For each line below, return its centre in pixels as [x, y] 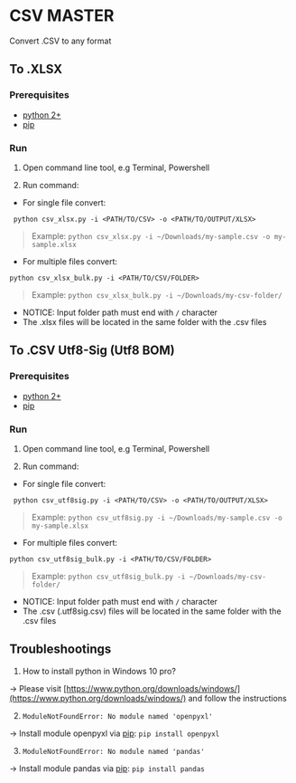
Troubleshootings [60, 649]
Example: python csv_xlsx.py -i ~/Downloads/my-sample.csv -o [151, 235]
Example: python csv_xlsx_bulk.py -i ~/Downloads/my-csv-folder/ [157, 294]
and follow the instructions [237, 698]
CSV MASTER [62, 16]
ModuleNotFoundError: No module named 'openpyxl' [118, 716]
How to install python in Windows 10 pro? [99, 671]
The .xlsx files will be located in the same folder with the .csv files [144, 321]
